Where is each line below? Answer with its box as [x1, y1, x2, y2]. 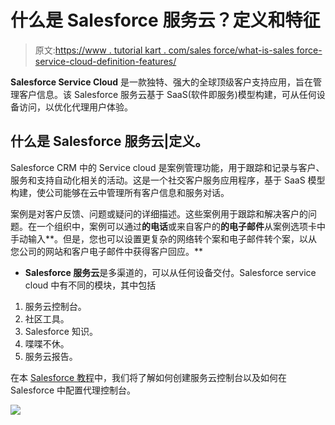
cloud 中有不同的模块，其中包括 [24, 279, 157, 291]
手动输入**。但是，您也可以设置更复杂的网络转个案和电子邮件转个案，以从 [10, 232, 318, 245]
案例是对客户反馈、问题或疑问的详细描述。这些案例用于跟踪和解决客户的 [10, 207, 308, 220]
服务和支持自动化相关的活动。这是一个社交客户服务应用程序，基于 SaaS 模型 [10, 174, 326, 186]
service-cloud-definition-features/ [34, 55, 177, 67]
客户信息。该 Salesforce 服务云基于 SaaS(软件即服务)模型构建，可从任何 [18, 88, 317, 100]
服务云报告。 [24, 350, 78, 362]
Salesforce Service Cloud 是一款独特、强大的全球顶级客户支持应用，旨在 [10, 76, 314, 88]
